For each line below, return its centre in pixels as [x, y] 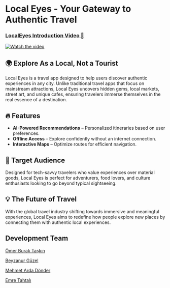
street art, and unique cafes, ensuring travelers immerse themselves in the [83, 94]
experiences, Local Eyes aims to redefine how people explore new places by [85, 217]
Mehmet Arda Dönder [28, 270]
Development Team [37, 238]
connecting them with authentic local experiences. [58, 222]
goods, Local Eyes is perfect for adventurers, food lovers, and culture [78, 178]
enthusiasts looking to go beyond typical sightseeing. [61, 183]
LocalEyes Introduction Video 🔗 [45, 36]
